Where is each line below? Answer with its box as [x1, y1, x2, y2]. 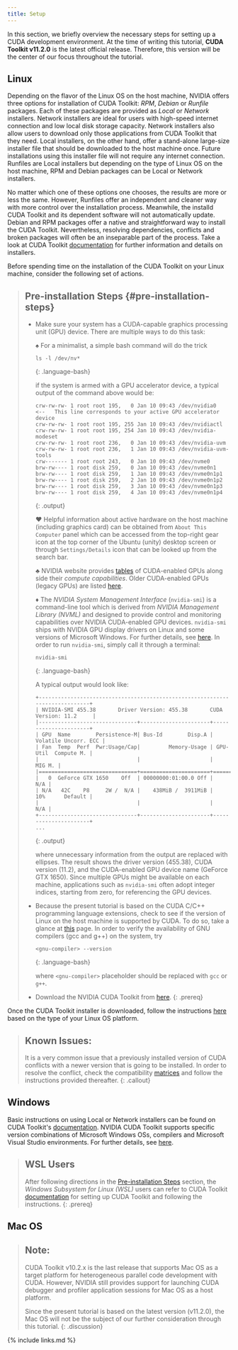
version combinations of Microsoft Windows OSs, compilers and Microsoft [7, 1130, 225, 1139]
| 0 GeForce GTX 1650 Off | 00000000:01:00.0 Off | [35, 775, 214, 782]
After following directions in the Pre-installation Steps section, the [24, 1177, 217, 1186]
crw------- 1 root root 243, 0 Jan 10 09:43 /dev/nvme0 [35, 458, 210, 465]
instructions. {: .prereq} [24, 1200, 93, 1208]
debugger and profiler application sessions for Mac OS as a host [24, 1286, 214, 1294]
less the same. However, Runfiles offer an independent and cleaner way [7, 195, 217, 204]
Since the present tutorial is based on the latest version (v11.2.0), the [24, 1307, 225, 1315]
